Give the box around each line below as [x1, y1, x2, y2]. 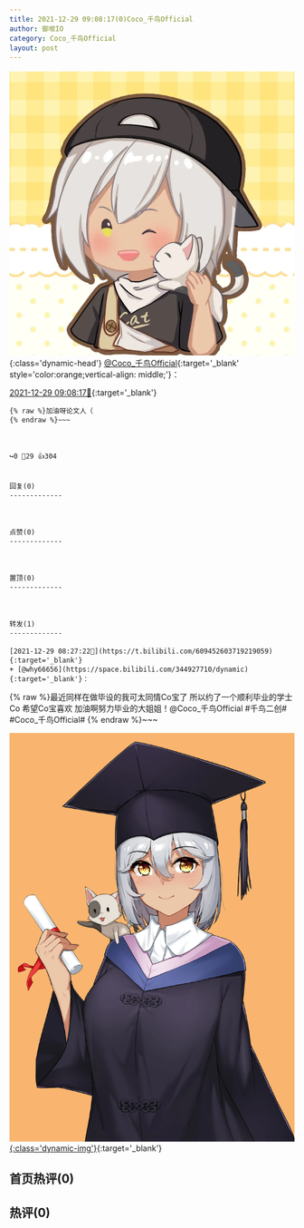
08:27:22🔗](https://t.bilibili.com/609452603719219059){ [57, 647, 273, 657]
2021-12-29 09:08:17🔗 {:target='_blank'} [9, 387, 157, 398]
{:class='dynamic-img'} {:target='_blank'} [9, 1143, 163, 1154]
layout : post [9, 44, 59, 53]
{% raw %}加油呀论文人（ [9, 406, 93, 416]
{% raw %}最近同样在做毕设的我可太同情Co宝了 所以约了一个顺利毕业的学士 [9, 692, 293, 703]
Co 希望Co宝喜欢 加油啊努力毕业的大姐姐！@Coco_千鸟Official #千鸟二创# [9, 703, 288, 714]
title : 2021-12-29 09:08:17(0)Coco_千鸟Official [9, 15, 194, 24]
